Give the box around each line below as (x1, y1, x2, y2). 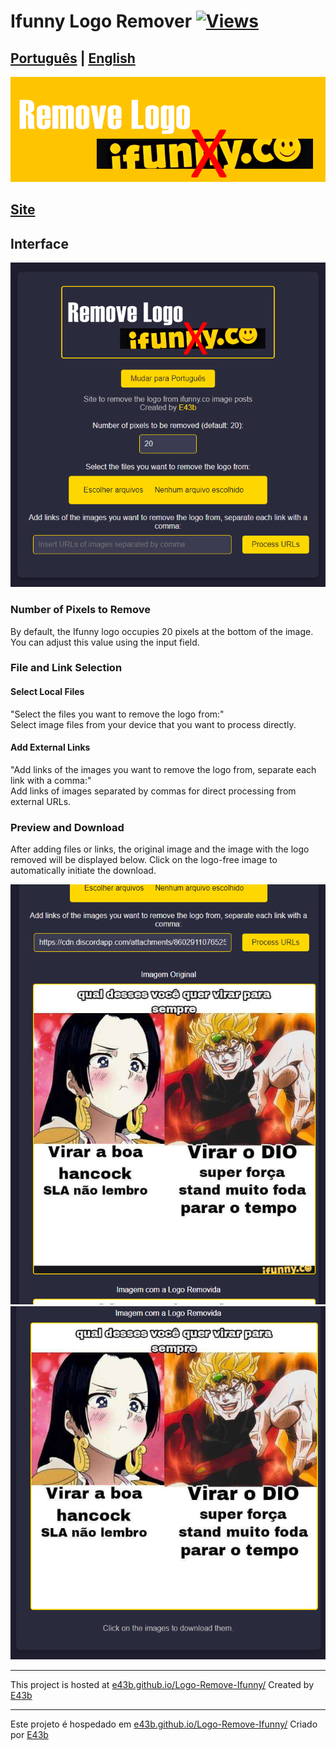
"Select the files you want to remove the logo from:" (10, 708, 225, 720)
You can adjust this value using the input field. (10, 636, 200, 648)
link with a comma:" (10, 774, 92, 786)
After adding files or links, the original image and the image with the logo (10, 843, 310, 855)
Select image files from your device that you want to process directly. (10, 718, 297, 730)
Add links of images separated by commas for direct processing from (10, 785, 297, 797)
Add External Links (10, 741, 91, 754)
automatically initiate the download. (10, 865, 157, 877)
